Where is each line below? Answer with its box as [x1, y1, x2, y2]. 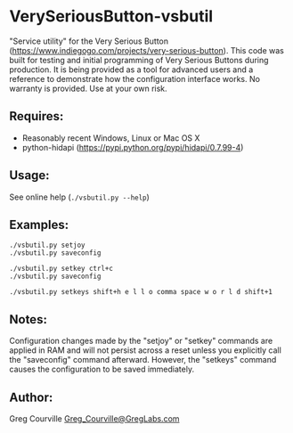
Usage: [9, 167, 51, 184]
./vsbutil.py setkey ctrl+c [9, 265, 114, 274]
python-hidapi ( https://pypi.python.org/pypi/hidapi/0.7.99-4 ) [21, 142, 244, 152]
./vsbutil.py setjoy [9, 241, 86, 250]
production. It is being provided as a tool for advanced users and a [9, 64, 254, 75]
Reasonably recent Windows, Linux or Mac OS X [21, 132, 200, 143]
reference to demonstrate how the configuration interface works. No [9, 73, 261, 84]
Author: [9, 389, 53, 404]
